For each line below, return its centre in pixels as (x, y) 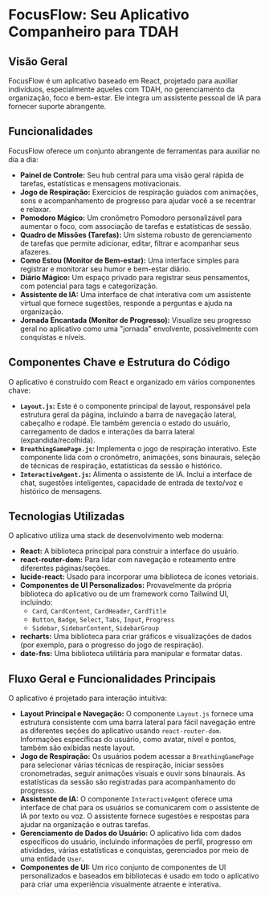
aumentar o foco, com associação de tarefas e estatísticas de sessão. (136, 226)
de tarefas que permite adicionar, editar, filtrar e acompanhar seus (129, 243)
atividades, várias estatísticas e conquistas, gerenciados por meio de (134, 850)
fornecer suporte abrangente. (57, 106)
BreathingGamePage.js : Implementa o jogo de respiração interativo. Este (138, 448)
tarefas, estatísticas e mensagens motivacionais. (100, 183)
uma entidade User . (52, 859)
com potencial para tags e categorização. (89, 286)
